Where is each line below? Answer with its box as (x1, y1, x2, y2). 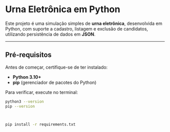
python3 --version (5, 99, 44, 104)
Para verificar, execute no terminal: (5, 89, 78, 95)
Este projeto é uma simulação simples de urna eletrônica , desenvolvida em (5, 20, 163, 26)
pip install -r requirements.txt (5, 122, 76, 127)
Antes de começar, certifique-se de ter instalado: (5, 64, 108, 70)
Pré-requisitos (5, 51, 52, 59)
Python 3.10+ (12, 74, 41, 80)
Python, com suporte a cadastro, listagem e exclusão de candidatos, (5, 25, 148, 31)
